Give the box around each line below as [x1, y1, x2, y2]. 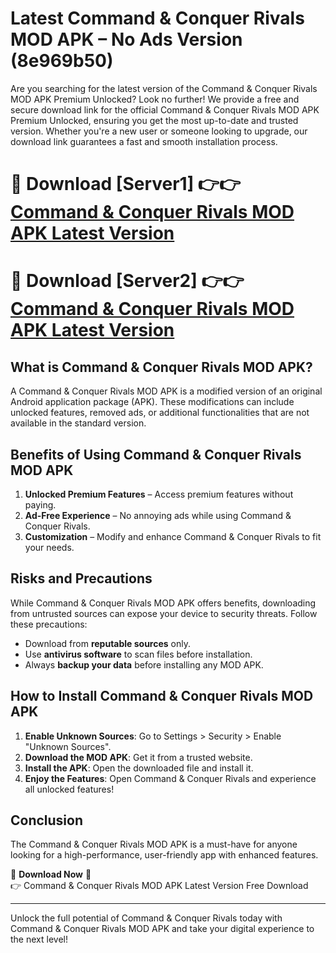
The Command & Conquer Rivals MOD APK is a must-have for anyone [10, 838, 298, 851]
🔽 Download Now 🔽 [10, 868, 92, 881]
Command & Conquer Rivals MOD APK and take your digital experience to [10, 923, 315, 935]
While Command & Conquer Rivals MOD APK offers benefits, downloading [10, 597, 317, 609]
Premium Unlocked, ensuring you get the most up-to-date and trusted [10, 114, 299, 126]
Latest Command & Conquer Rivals [10, 7, 305, 30]
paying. [24, 498, 57, 511]
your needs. [24, 541, 75, 553]
